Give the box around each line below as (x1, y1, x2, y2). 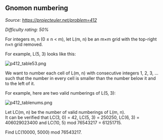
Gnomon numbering (5, 4, 68, 12)
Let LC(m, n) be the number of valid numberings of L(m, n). (5, 109, 125, 115)
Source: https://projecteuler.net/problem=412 (5, 17, 97, 23)
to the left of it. (5, 80, 36, 86)
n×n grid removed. (5, 41, 43, 47)
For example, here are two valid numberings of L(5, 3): (5, 90, 116, 96)
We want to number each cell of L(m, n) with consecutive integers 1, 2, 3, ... (5, 70, 159, 76)
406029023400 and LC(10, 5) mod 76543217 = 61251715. (5, 119, 122, 125)
